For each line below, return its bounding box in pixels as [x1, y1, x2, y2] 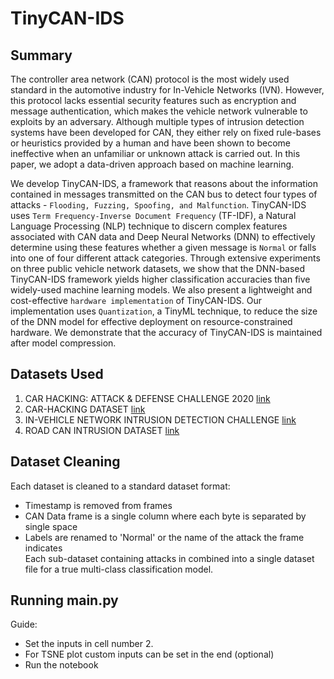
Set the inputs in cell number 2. [24, 638, 154, 650]
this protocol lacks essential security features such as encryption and [10, 95, 297, 106]
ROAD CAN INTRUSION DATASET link [24, 424, 180, 436]
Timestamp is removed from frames [24, 499, 173, 511]
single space [24, 520, 78, 532]
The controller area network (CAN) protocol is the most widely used [10, 73, 290, 85]
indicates [24, 542, 63, 554]
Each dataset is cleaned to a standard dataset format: [10, 480, 231, 492]
